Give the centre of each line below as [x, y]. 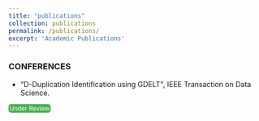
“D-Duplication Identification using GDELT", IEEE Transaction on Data [136, 84]
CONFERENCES [40, 67]
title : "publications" [47, 16]
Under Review [30, 108]
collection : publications [52, 23]
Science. [35, 93]
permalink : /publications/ [54, 31]
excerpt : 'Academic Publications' [67, 38]
